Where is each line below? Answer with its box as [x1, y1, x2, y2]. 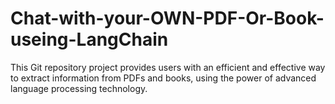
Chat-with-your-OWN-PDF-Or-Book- [10, 7, 325, 30]
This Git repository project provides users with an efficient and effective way [10, 61, 326, 73]
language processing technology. [10, 82, 148, 94]
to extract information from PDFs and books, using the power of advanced [10, 72, 317, 84]
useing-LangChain [10, 28, 169, 51]
